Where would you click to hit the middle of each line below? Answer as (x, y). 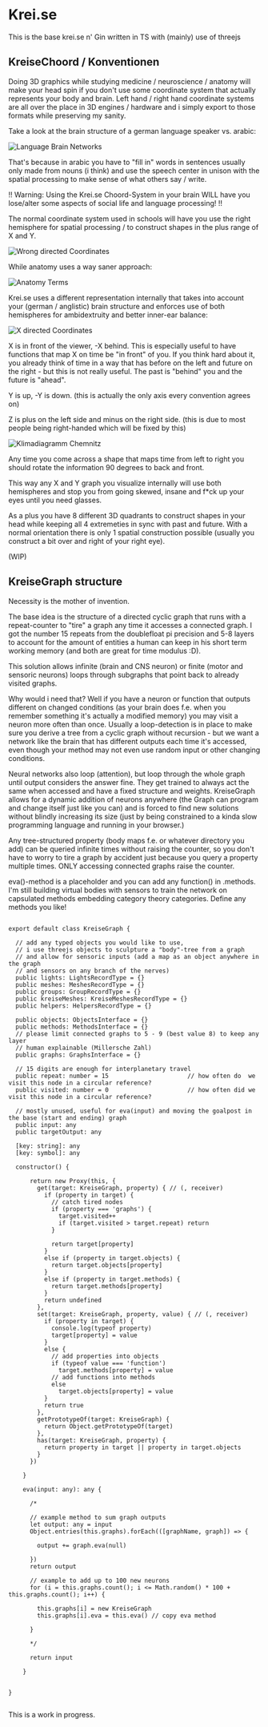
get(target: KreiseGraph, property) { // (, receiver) (130, 1188)
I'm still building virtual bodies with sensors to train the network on (118, 890)
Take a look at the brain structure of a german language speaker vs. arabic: (132, 131)
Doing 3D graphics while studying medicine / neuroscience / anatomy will (130, 81)
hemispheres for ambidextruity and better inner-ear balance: (108, 315)
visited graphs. (33, 683)
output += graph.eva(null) (82, 1545)
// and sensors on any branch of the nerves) (93, 971)
